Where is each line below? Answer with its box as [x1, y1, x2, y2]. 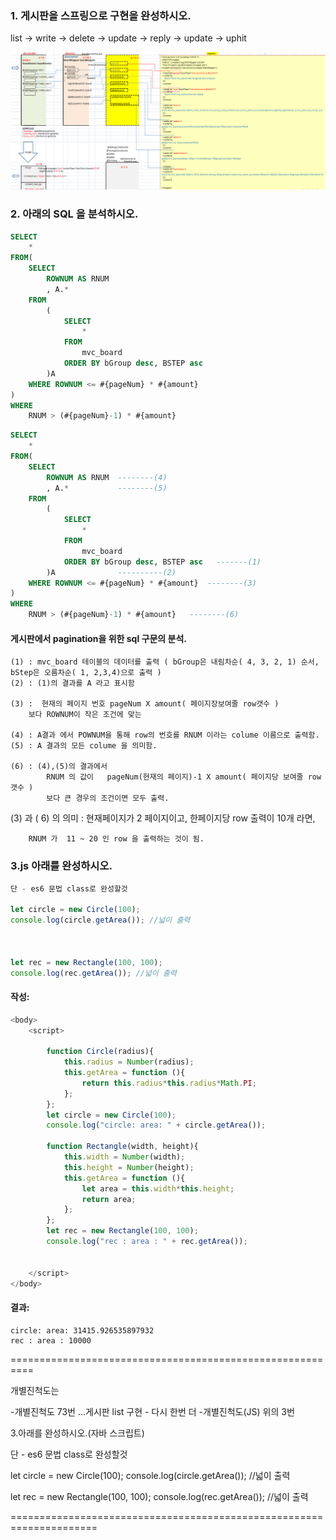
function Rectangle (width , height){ [46, 1142, 199, 1152]
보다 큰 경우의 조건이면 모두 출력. [46, 793, 170, 804]
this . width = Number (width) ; [63, 1152, 186, 1162]
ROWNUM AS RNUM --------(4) [46, 472, 168, 482]
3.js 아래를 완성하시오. [10, 859, 113, 873]
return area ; [81, 1194, 137, 1204]
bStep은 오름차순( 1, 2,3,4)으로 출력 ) [10, 668, 162, 678]
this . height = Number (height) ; [63, 1162, 195, 1172]
